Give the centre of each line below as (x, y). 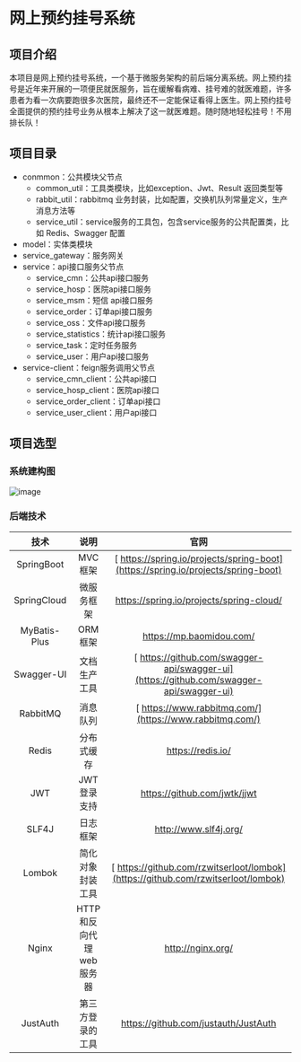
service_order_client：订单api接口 (98, 401)
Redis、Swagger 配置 (86, 233)
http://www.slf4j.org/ (199, 829)
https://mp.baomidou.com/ (198, 636)
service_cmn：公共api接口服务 (92, 277)
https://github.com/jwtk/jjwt (198, 793)
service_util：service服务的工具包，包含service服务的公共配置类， (158, 222)
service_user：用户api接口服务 (92, 356)
